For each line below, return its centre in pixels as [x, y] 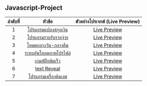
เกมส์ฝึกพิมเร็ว [48, 61]
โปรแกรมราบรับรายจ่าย [48, 37]
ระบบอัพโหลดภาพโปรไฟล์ [47, 53]
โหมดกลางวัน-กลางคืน [48, 45]
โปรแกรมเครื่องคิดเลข [48, 76]
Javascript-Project [34, 8]
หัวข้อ [48, 21]
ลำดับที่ [14, 21]
